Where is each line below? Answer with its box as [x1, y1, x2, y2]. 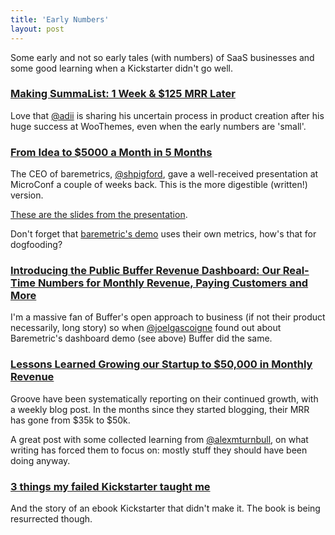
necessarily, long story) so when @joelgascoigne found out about [10, 322, 282, 334]
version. [10, 189, 44, 201]
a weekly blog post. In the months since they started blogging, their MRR [10, 403, 310, 415]
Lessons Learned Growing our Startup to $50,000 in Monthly [10, 357, 313, 371]
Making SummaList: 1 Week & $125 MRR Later [10, 87, 237, 101]
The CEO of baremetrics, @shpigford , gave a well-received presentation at [10, 168, 319, 180]
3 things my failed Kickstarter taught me [10, 479, 211, 493]
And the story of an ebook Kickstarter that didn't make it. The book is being [10, 502, 321, 514]
